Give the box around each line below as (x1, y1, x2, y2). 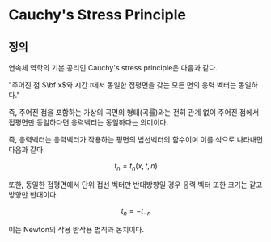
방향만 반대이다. (8, 189, 59, 199)
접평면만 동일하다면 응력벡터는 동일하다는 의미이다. (8, 117, 169, 127)
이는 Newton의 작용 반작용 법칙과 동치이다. (8, 224, 144, 234)
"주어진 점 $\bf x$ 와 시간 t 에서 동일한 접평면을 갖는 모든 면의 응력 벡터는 (8, 80, 237, 90)
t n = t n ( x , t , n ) (114, 161, 158, 172)
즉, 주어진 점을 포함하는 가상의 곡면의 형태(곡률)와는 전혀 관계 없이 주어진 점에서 (8, 108, 260, 117)
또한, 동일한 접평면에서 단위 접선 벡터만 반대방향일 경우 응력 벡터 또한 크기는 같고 (8, 180, 263, 189)
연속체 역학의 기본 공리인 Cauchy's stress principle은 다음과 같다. (8, 63, 218, 72)
